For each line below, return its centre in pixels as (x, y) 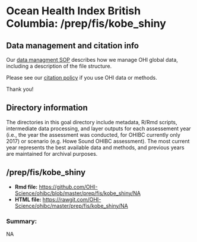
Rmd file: (26, 187)
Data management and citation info (73, 45)
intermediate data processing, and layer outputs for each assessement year (99, 128)
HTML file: (28, 199)
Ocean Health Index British (74, 11)
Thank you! (20, 89)
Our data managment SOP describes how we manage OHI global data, (92, 60)
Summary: (22, 221)
